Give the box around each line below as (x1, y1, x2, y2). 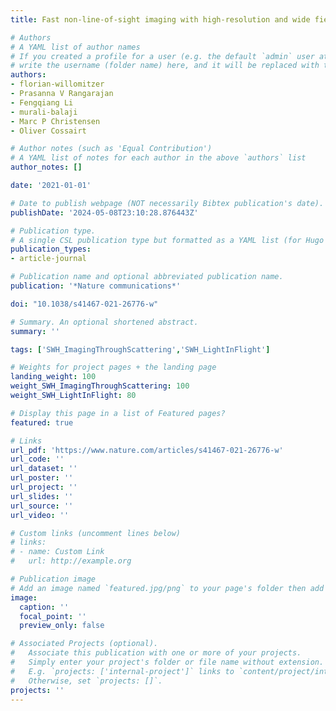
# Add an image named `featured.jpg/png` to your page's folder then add (10, 583, 325, 593)
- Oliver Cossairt (10, 126, 87, 136)
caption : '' (19, 602, 70, 612)
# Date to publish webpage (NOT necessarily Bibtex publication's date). (10, 198, 325, 208)
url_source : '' (10, 501, 74, 511)
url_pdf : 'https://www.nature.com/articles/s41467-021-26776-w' (10, 445, 284, 455)
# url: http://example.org (10, 556, 132, 566)
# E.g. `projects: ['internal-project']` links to (10, 666, 235, 676)
